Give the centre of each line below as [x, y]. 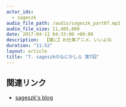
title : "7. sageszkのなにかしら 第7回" [53, 57]
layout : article [27, 51]
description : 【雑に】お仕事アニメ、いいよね [59, 40]
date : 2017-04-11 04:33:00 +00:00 [50, 34]
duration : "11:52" [29, 46]
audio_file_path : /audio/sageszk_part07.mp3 [63, 23]
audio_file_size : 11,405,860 [43, 29]
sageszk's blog [34, 98]
